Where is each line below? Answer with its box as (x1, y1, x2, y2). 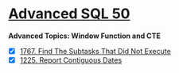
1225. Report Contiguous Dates (19, 56, 123, 64)
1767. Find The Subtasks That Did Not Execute (19, 46, 171, 56)
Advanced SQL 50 (8, 5, 130, 23)
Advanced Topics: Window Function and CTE (8, 31, 161, 40)
